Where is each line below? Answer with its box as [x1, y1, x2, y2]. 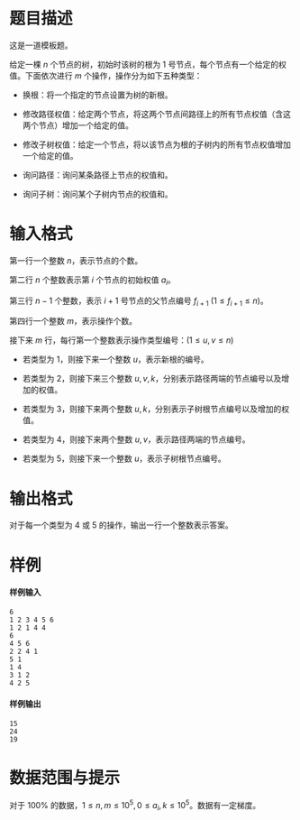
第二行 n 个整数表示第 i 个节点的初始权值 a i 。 [9, 274, 176, 287]
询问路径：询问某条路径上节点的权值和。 [22, 169, 173, 180]
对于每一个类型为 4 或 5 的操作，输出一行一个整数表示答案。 [9, 520, 234, 530]
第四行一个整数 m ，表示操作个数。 [9, 316, 138, 327]
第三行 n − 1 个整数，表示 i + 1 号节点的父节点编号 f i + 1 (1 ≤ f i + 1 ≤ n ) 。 [9, 295, 268, 308]
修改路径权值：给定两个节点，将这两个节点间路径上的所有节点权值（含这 [22, 108, 291, 119]
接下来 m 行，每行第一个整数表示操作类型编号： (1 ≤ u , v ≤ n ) [9, 335, 234, 346]
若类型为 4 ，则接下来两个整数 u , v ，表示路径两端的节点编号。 [22, 434, 250, 445]
